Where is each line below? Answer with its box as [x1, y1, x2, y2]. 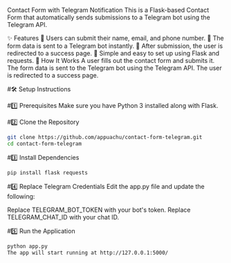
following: [7, 192, 35, 200]
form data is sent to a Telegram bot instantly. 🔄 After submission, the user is [7, 42, 223, 50]
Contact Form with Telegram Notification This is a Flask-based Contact [7, 6, 210, 14]
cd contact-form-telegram [7, 140, 82, 147]
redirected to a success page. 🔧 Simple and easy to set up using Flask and [7, 49, 220, 57]
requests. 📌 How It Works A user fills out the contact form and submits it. [7, 57, 215, 64]
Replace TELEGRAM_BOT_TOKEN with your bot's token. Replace [7, 206, 191, 214]
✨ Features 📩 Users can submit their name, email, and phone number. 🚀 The [7, 34, 224, 42]
